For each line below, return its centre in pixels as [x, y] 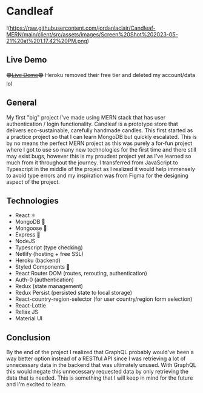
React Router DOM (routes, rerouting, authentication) [81, 274]
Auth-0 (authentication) [45, 280]
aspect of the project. [33, 182]
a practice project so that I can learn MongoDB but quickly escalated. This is [101, 136]
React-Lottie [31, 306]
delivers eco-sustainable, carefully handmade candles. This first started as [100, 130]
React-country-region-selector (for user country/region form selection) [104, 299]
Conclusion [28, 338]
